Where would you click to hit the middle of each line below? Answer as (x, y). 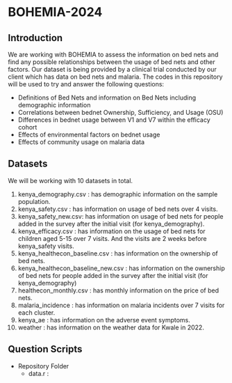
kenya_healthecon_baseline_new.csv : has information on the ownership (121, 268)
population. (34, 201)
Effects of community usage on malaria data (81, 142)
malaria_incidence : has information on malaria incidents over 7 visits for (121, 305)
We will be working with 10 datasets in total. (71, 180)
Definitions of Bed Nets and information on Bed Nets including (107, 97)
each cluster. (36, 312)
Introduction (35, 38)
